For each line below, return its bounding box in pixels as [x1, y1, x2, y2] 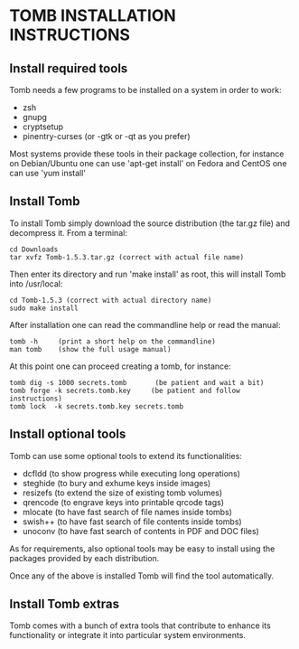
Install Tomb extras [9, 597, 120, 612]
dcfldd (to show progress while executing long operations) [22, 467, 241, 479]
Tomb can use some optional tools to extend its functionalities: [9, 450, 242, 461]
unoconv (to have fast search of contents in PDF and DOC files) [22, 525, 259, 536]
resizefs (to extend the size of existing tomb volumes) [22, 487, 223, 498]
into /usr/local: [9, 277, 63, 289]
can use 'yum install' [9, 168, 87, 178]
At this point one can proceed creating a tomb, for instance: [9, 361, 232, 372]
